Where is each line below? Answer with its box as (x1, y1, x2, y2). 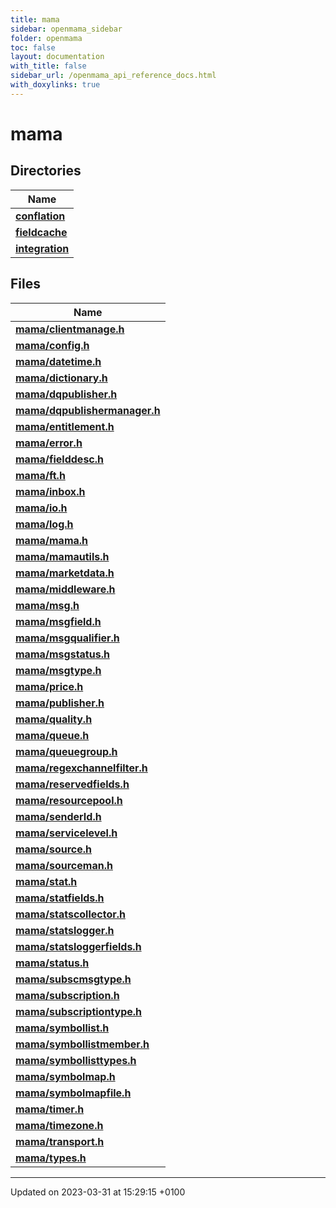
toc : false (10, 42, 56, 53)
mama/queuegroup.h (15, 744, 118, 758)
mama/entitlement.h (15, 419, 115, 433)
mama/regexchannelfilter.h (15, 761, 148, 775)
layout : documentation (10, 52, 105, 62)
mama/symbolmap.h (15, 1069, 116, 1083)
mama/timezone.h (15, 1118, 104, 1132)
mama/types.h (15, 1151, 87, 1165)
